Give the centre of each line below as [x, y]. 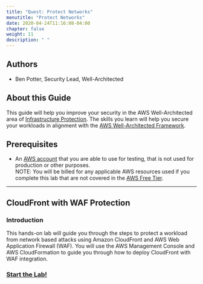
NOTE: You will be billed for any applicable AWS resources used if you [102, 172]
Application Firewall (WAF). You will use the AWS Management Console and [101, 246]
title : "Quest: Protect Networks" [50, 12]
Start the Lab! [27, 274]
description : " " [28, 40]
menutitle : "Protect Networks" [46, 18]
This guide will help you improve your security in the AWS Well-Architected [100, 112]
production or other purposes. [53, 165]
